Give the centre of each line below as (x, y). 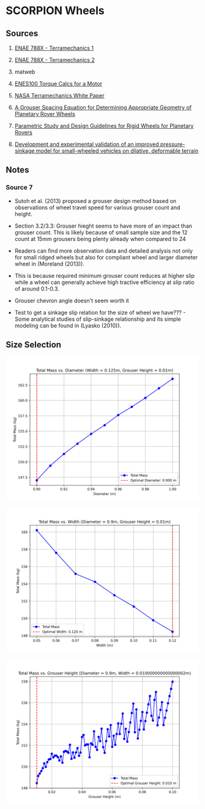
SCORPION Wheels (55, 11)
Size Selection (34, 345)
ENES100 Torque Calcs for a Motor (58, 84)
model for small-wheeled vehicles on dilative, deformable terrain (117, 151)
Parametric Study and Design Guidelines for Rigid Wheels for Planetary (104, 126)
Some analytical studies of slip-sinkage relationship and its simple (98, 319)
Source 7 (19, 188)
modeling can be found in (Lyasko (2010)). (68, 325)
